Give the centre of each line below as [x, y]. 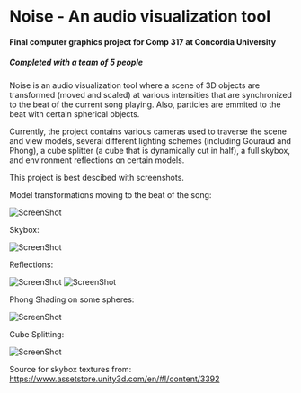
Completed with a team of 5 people [76, 63]
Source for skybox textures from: [71, 369]
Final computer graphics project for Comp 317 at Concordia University [143, 41]
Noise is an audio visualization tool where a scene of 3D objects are [135, 85]
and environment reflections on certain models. [97, 160]
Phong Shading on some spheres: [72, 299]
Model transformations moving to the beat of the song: [111, 194]
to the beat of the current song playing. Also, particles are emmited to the [145, 104]
